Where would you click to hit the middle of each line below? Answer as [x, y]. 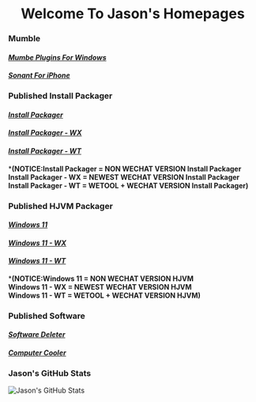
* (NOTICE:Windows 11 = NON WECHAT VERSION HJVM [101, 279]
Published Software [47, 316]
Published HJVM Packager [60, 206]
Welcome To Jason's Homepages [133, 14]
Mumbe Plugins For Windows [57, 57]
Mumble [24, 39]
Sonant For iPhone [40, 75]
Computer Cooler [37, 353]
